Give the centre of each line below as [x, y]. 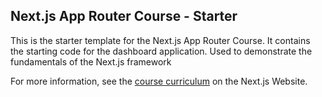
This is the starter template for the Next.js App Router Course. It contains [160, 40]
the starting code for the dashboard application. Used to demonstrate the [161, 51]
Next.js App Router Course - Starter [124, 16]
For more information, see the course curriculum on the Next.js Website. [159, 81]
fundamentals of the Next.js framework [91, 61]
